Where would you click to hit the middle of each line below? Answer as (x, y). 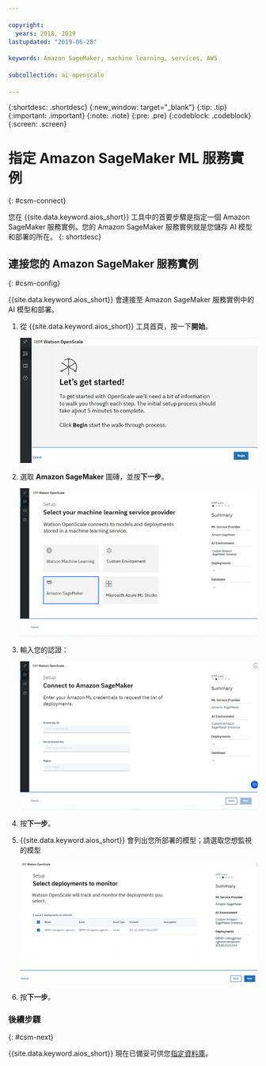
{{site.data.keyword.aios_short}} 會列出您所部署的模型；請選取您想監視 (135, 840)
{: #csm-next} (31, 1038)
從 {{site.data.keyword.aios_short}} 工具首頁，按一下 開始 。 (116, 326)
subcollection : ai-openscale (56, 75)
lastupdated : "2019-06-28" (53, 42)
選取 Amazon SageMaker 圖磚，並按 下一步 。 (94, 476)
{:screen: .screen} (38, 123)
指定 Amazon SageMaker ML (104, 158)
